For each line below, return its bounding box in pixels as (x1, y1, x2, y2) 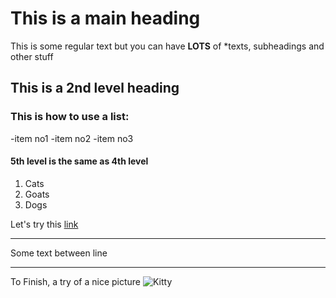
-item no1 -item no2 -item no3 (10, 132, 134, 144)
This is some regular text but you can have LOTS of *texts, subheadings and (10, 40, 325, 52)
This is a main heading (10, 7, 201, 30)
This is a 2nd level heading (10, 80, 180, 97)
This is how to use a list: (10, 110, 130, 124)
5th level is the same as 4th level (10, 155, 149, 167)
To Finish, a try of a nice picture (10, 275, 141, 287)
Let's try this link (10, 218, 79, 230)
